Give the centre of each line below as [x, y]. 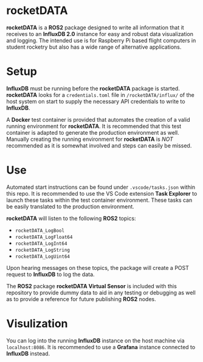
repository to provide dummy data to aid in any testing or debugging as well [101, 293]
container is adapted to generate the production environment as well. [93, 132]
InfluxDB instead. [28, 353]
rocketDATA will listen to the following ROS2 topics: [71, 218]
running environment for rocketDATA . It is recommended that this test [94, 126]
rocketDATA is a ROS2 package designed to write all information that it [95, 27]
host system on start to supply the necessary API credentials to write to [96, 101]
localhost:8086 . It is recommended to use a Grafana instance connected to [101, 347]
